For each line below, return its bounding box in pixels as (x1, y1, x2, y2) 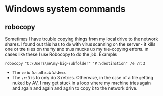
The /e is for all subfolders (12, 70, 66, 75)
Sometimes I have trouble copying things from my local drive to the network (5, 36, 158, 42)
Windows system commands (5, 3, 126, 15)
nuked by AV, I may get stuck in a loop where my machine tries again (12, 80, 151, 86)
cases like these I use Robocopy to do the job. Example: (5, 51, 118, 57)
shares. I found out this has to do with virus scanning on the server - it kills (5, 41, 156, 47)
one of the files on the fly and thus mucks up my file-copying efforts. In (5, 47, 149, 52)
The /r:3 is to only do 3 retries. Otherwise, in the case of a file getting (12, 75, 153, 80)
